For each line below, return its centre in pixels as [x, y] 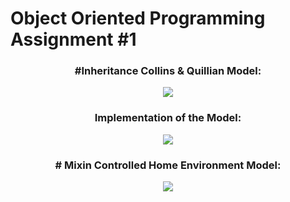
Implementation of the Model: [168, 118]
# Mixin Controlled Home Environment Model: [168, 165]
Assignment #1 [73, 39]
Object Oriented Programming [138, 18]
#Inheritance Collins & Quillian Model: [168, 71]
